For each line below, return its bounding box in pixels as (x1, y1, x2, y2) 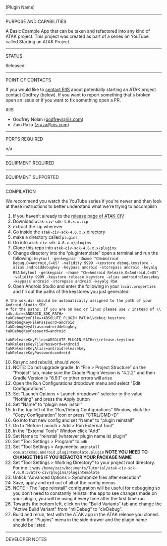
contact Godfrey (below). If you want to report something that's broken (5, 92, 151, 97)
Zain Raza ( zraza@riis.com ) (12, 122, 69, 127)
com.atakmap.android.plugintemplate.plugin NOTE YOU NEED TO (12, 449, 148, 455)
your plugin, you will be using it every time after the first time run (12, 496, 145, 501)
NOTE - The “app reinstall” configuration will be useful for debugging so (12, 485, 161, 491)
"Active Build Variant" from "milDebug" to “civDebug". (12, 506, 123, 512)
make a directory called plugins (12, 234, 78, 240)
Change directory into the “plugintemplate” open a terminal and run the (12, 250, 158, 256)
